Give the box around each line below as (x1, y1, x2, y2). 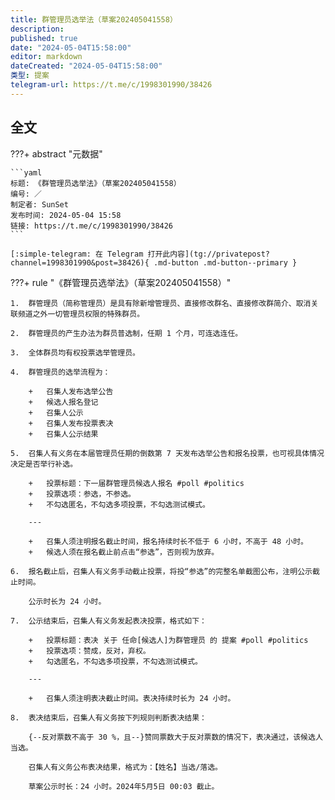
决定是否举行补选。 (10, 459, 78, 469)
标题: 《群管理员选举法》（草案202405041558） (10, 178, 182, 188)
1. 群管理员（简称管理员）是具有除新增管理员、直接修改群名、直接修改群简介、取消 (10, 298, 312, 308)
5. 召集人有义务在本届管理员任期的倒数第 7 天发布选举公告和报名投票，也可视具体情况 (10, 448, 325, 458)
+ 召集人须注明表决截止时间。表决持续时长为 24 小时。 (28, 693, 236, 703)
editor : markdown (10, 52, 83, 62)
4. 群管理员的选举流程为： (10, 367, 111, 377)
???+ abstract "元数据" (10, 147, 103, 160)
